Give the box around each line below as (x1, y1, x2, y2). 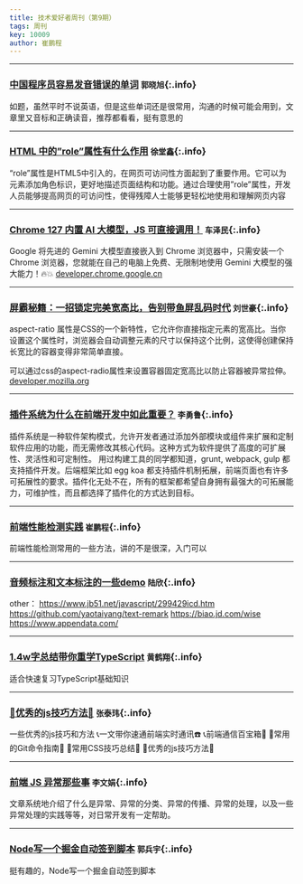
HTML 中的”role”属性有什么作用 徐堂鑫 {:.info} (9, 146, 207, 158)
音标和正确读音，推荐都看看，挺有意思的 (32, 112, 183, 123)
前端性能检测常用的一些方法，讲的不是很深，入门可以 (9, 543, 207, 554)
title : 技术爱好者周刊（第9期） (9, 13, 116, 23)
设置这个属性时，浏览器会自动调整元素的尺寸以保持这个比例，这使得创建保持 (9, 335, 294, 346)
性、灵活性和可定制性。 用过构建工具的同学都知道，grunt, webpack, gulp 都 (9, 453, 290, 464)
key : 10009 (9, 30, 50, 39)
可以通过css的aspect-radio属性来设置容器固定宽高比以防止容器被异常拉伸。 (9, 365, 291, 376)
